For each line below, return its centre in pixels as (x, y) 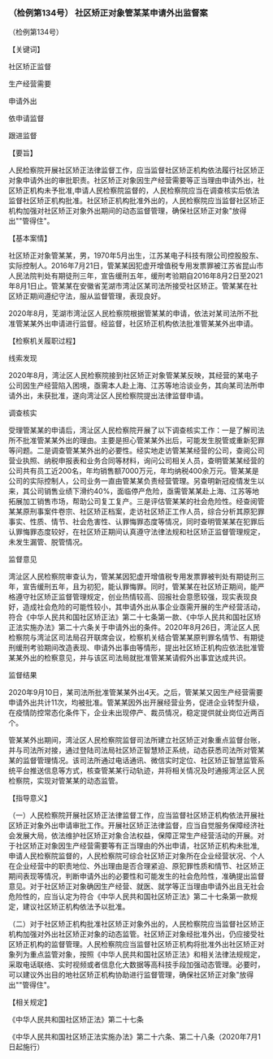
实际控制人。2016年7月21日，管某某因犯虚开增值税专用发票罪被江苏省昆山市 (136, 266)
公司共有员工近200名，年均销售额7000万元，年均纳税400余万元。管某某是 (134, 471)
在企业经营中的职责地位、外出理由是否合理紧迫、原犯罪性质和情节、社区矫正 (136, 866)
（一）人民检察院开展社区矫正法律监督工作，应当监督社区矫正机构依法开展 (133, 815)
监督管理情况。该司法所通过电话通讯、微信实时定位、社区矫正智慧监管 (140, 761)
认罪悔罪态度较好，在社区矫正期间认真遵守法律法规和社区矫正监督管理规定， (136, 532)
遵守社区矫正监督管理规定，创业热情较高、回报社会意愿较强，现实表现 (132, 597)
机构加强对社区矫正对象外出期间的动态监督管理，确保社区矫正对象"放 (124, 211)
